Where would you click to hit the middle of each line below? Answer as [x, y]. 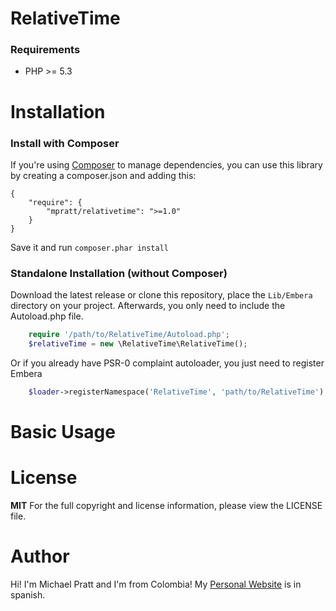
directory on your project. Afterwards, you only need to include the [148, 306]
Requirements [45, 50]
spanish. [28, 594]
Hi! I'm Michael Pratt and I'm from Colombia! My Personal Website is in [156, 584]
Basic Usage [63, 432]
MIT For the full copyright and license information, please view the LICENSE [166, 506]
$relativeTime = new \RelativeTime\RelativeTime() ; [138, 344]
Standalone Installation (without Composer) [119, 273]
